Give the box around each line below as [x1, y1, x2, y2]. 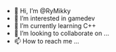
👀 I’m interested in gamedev [13, 14, 96, 22]
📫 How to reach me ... [13, 37, 79, 45]
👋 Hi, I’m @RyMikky [13, 7, 71, 15]
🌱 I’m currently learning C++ [13, 22, 96, 30]
